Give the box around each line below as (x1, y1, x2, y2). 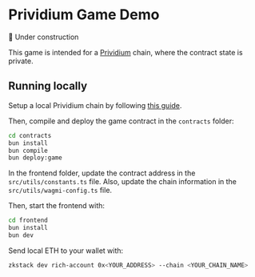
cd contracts (8, 131, 52, 139)
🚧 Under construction (8, 32, 79, 42)
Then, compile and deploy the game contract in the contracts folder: (8, 116, 234, 126)
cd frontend (8, 216, 48, 225)
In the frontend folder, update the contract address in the (8, 168, 196, 178)
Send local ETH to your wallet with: (8, 246, 124, 255)
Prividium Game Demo (8, 6, 160, 24)
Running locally (8, 79, 88, 93)
